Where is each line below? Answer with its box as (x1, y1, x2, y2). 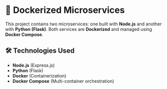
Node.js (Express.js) (12, 62, 55, 68)
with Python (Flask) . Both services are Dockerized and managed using (5, 26, 152, 32)
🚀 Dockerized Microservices (5, 4, 125, 16)
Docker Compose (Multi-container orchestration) (12, 78, 114, 84)
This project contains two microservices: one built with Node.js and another (5, 21, 162, 27)
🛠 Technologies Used (5, 47, 75, 55)
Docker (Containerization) (12, 73, 66, 79)
